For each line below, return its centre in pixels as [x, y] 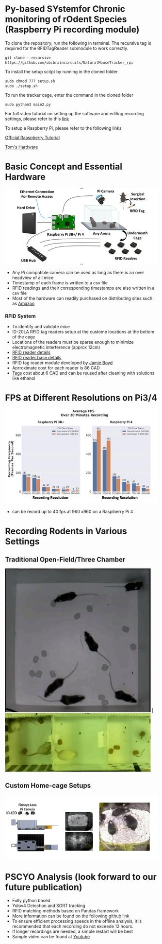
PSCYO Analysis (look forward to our [81, 877]
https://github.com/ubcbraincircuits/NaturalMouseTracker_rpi [69, 62]
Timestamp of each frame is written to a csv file [60, 282]
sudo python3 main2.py [28, 105]
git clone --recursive [28, 58]
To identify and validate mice [41, 327]
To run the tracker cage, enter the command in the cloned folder [69, 95]
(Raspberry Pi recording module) [72, 30]
